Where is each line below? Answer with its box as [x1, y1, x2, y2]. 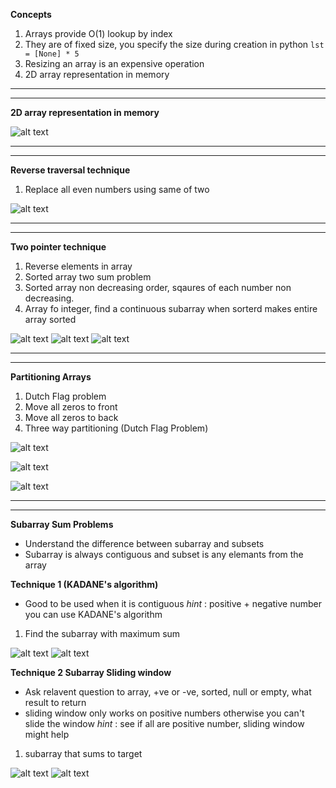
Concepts [10, 9, 52, 20]
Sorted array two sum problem [24, 271, 152, 283]
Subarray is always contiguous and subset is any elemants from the [24, 549, 304, 560]
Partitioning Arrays [10, 371, 92, 383]
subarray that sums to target [24, 748, 143, 759]
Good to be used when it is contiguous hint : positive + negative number [24, 598, 323, 609]
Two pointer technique [10, 241, 107, 253]
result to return [24, 697, 87, 708]
